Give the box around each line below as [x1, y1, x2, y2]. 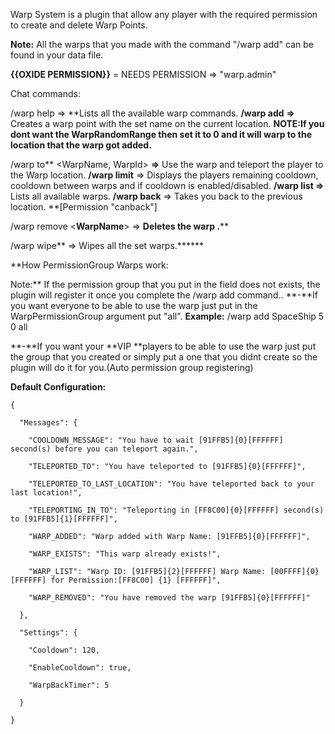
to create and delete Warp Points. [10, 19, 148, 31]
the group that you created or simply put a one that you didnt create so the [10, 351, 318, 363]
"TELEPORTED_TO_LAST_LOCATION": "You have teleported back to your [28, 479, 315, 489]
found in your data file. [10, 49, 104, 61]
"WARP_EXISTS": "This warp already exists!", [28, 549, 222, 559]
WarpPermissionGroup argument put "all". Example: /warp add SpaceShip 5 [10, 310, 325, 322]
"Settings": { [19, 628, 78, 638]
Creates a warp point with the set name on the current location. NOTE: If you [10, 118, 325, 129]
